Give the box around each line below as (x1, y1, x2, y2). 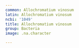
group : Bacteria (5, 26, 40, 31)
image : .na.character (5, 31, 51, 36)
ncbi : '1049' (5, 17, 33, 22)
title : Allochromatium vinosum (5, 21, 72, 27)
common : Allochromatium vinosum (5, 7, 74, 13)
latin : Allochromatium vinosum (5, 12, 72, 17)
